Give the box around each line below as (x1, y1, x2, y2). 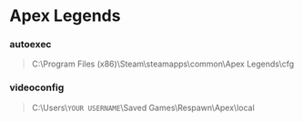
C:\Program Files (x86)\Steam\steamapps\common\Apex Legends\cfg (31, 58, 295, 69)
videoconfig (9, 81, 65, 94)
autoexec (9, 38, 52, 51)
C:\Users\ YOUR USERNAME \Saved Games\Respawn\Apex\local (31, 102, 255, 113)
